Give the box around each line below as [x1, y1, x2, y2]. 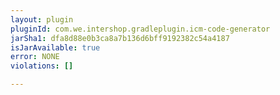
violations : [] [10, 61, 74, 71]
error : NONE [10, 52, 60, 62]
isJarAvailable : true [10, 42, 101, 53]
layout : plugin [10, 14, 74, 25]
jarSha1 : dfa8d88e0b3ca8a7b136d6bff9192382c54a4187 [10, 33, 230, 43]
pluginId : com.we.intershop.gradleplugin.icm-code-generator [10, 24, 271, 34]
